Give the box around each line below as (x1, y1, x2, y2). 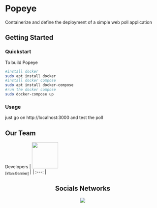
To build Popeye (5, 59, 38, 65)
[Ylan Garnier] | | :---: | (5, 169, 47, 176)
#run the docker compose (5, 87, 56, 92)
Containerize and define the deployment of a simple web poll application (5, 19, 153, 25)
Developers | (5, 163, 31, 170)
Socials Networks (55, 184, 111, 193)
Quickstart (5, 48, 31, 55)
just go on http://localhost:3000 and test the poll (5, 115, 103, 120)
